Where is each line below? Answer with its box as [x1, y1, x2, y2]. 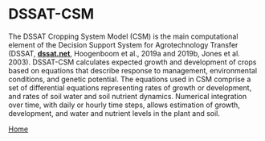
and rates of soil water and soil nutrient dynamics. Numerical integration [8, 91, 247, 101]
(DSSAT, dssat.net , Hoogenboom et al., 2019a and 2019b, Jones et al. [8, 48, 241, 58]
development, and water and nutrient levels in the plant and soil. [8, 108, 221, 118]
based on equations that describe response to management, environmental [8, 65, 258, 75]
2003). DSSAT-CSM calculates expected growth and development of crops [8, 57, 257, 67]
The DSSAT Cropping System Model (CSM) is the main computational [8, 31, 238, 41]
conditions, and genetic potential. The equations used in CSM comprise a [8, 74, 251, 84]
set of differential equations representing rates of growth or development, [8, 82, 252, 93]
